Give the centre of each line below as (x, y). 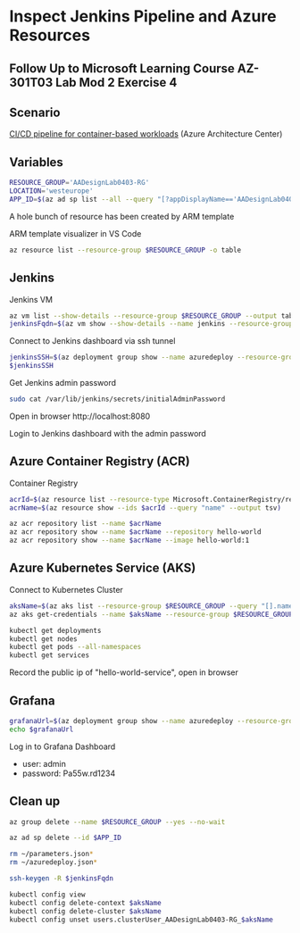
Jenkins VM (31, 299)
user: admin (44, 763)
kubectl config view (48, 895)
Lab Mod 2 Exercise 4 (116, 82)
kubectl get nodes (43, 639)
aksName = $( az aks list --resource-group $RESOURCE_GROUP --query (133, 606)
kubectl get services (50, 655)
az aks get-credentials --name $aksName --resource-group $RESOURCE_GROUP (151, 614)
